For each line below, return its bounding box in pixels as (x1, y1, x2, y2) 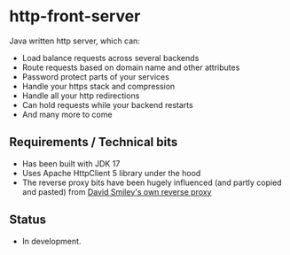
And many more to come (21, 109, 113, 120)
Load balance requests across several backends (21, 52, 200, 63)
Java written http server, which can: (9, 35, 140, 46)
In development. (21, 236, 82, 246)
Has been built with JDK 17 (21, 158, 121, 169)
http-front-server (9, 6, 141, 27)
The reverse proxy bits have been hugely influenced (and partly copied (21, 177, 282, 188)
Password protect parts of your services (21, 71, 170, 81)
